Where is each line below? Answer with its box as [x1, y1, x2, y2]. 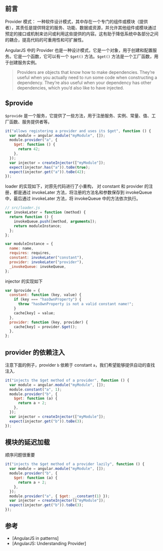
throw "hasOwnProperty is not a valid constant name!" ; [18, 302, 134, 307]
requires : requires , [9, 251, 51, 256]
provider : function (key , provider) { [9, 320, 89, 325]
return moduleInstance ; [14, 223, 62, 228]
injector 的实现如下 [5, 278, 43, 284]
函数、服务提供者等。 [9, 119, 52, 125]
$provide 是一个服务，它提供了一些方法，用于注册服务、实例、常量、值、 [5, 112, 152, 118]
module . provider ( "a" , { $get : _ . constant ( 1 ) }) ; [9, 493, 110, 499]
